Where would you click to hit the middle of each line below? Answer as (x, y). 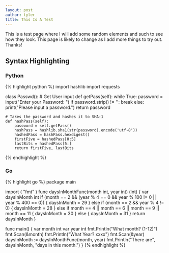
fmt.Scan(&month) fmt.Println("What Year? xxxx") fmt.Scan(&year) (75, 234)
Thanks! (14, 45)
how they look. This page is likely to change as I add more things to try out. (84, 39)
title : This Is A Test (29, 19)
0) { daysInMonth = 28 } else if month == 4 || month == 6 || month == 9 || (82, 208)
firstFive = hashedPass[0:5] (45, 139)
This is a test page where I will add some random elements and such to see (84, 34)
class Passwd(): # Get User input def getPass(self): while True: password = (84, 97)
